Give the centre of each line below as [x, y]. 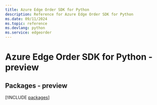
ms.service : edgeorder [28, 33]
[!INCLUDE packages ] [27, 97]
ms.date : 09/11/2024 [26, 19]
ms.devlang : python [25, 28]
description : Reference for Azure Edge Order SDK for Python [69, 14]
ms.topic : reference [26, 23]
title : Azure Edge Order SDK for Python [47, 10]
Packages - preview [36, 86]
